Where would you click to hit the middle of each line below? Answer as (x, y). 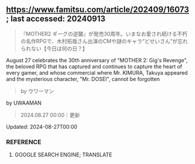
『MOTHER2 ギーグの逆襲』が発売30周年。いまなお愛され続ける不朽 (104, 34)
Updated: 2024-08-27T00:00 (42, 126)
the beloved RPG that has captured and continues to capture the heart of (94, 66)
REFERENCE (24, 142)
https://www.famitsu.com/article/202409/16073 (98, 10)
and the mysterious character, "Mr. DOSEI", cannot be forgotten (83, 79)
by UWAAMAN (24, 103)
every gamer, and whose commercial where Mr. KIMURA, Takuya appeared (97, 72)
